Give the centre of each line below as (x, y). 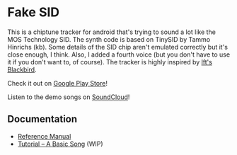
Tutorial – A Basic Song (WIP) (60, 144)
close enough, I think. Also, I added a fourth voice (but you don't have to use (119, 54)
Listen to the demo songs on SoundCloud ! (69, 97)
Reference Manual (44, 136)
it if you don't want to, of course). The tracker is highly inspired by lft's (110, 62)
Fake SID (34, 12)
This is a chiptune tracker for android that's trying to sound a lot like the (111, 32)
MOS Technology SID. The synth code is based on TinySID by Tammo (109, 39)
